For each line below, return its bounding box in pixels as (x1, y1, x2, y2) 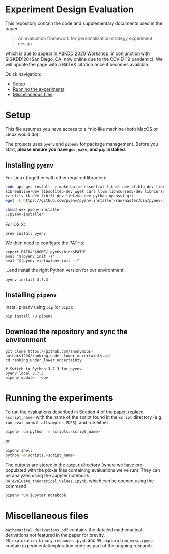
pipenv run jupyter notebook (5, 493, 66, 498)
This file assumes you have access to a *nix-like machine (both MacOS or (5, 126, 158, 132)
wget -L (5, 198, 22, 203)
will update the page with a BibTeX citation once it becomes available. (5, 61, 150, 67)
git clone (5, 349, 26, 354)
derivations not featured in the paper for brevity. (5, 532, 105, 538)
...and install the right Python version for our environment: (5, 267, 125, 273)
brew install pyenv (5, 231, 46, 236)
